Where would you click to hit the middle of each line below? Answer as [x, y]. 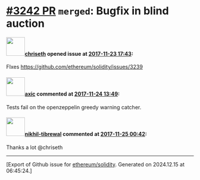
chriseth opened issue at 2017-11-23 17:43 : [79, 53]
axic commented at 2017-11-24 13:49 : [72, 94]
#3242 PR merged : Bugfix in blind [87, 11]
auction [25, 23]
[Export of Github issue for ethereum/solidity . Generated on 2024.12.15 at [96, 164]
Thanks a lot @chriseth [35, 147]
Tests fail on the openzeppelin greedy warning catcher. [74, 107]
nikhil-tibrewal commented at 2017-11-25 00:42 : [86, 134]
